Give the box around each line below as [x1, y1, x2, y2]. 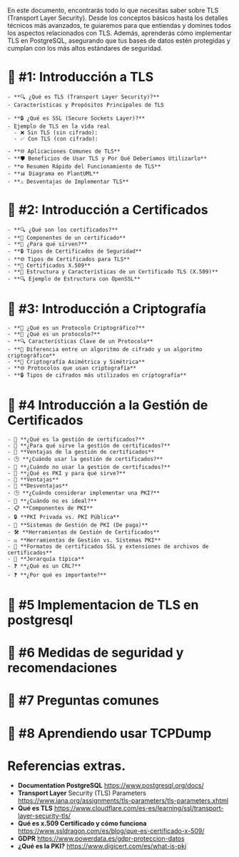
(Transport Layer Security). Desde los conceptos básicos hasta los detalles [7, 14, 228, 22]
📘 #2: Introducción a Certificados [7, 202, 208, 218]
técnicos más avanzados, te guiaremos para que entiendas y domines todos [7, 21, 232, 29]
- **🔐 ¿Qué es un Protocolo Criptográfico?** [7, 324, 145, 331]
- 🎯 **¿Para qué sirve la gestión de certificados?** [7, 442, 171, 449]
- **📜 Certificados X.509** [7, 262, 91, 269]
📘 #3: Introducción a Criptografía [7, 301, 207, 317]
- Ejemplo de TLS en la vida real [7, 123, 111, 130]
